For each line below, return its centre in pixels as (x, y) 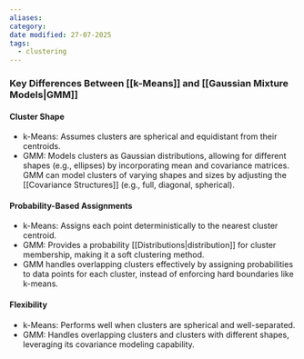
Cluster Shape (37, 116)
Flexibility (29, 304)
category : (28, 26)
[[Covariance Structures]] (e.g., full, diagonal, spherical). (128, 185)
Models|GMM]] (44, 95)
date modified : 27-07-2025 (61, 35)
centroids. (41, 146)
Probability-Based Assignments (71, 205)
